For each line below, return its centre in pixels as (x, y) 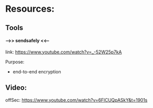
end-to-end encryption (37, 71)
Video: (16, 88)
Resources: (30, 9)
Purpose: (15, 62)
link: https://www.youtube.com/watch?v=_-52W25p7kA (64, 52)
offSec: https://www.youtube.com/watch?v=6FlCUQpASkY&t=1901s (76, 100)
